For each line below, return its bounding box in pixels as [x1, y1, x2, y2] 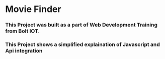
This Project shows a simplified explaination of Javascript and [5, 41, 160, 48]
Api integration [5, 47, 43, 54]
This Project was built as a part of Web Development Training [5, 21, 157, 28]
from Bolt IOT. [5, 27, 40, 34]
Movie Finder [5, 3, 61, 15]
